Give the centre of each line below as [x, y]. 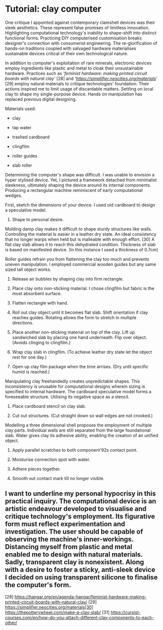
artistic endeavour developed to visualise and [76, 509]
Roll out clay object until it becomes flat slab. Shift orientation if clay [80, 312]
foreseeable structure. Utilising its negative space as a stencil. [67, 397]
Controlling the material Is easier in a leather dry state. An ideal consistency [81, 234]
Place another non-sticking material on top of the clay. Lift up [73, 332]
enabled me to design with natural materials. [74, 555]
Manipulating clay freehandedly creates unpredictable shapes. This [72, 381]
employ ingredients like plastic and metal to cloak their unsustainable [74, 68]
